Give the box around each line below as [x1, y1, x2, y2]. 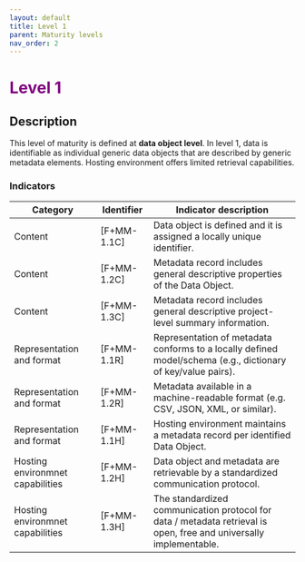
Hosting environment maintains [152, 417, 287, 429]
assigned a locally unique [152, 230, 261, 242]
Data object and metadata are [152, 455, 280, 468]
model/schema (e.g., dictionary [152, 353, 287, 366]
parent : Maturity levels [9, 30, 103, 39]
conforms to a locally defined [152, 342, 279, 355]
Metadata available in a [152, 380, 252, 392]
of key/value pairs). [152, 365, 236, 378]
